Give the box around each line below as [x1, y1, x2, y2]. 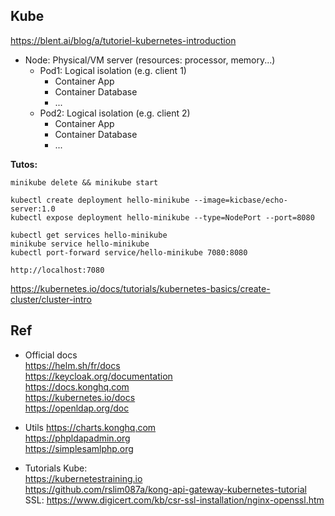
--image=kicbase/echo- [193, 195, 288, 205]
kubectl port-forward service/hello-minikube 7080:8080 [10, 247, 248, 258]
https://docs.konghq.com [24, 380, 130, 393]
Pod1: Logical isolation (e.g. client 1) [39, 64, 187, 76]
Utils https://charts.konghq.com [24, 421, 157, 433]
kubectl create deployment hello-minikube [10, 195, 190, 205]
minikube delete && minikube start [10, 177, 159, 188]
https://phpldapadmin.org [24, 432, 131, 444]
